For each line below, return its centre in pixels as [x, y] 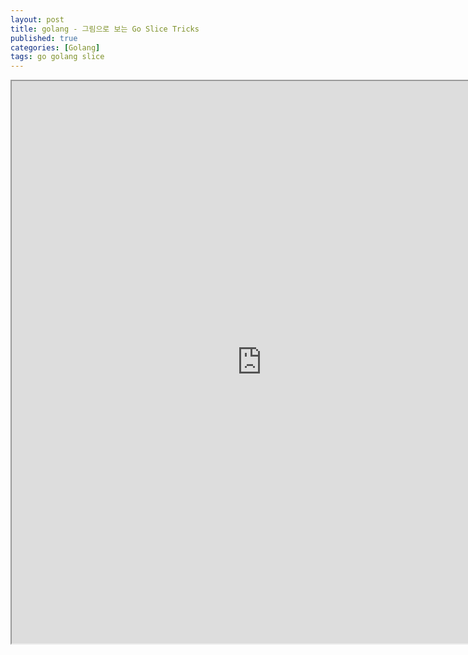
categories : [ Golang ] [55, 47]
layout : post [37, 19]
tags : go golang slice [57, 57]
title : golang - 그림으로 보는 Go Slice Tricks [105, 29]
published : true [44, 38]
